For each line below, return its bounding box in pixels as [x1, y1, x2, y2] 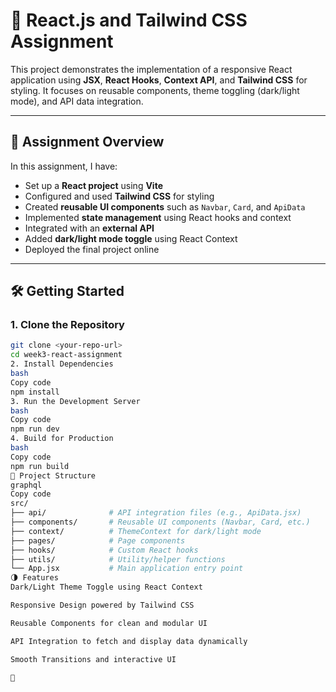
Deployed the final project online [24, 243, 160, 255]
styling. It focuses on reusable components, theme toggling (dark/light [10, 84, 300, 96]
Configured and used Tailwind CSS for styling [24, 190, 215, 202]
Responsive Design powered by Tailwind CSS [10, 600, 195, 611]
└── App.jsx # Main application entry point [10, 564, 244, 574]
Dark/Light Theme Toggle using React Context [10, 582, 203, 593]
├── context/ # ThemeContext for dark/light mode [10, 526, 262, 536]
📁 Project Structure [10, 470, 97, 481]
